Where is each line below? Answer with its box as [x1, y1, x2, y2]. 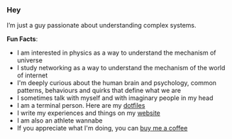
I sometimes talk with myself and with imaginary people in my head [16, 94, 214, 102]
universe [16, 56, 43, 65]
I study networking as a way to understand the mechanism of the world [16, 64, 226, 72]
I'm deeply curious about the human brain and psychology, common [16, 79, 217, 87]
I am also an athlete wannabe [16, 116, 103, 125]
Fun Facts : [6, 35, 38, 43]
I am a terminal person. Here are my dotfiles [16, 101, 145, 110]
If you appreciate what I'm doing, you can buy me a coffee [16, 124, 188, 133]
